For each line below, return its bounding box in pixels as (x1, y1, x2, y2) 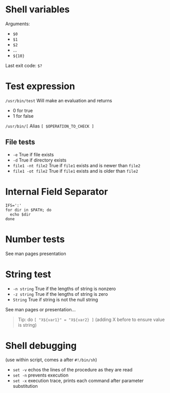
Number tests (5, 233, 65, 245)
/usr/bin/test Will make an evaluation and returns (5, 97, 112, 103)
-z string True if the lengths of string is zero (12, 291, 108, 297)
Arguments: (5, 21, 30, 27)
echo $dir (10, 212, 31, 217)
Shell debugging (5, 340, 77, 351)
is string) (17, 321, 37, 328)
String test (5, 269, 51, 280)
